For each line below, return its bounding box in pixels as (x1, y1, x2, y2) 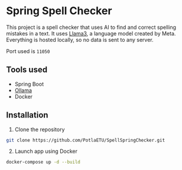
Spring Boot (14, 80, 44, 87)
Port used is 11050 (6, 47, 50, 54)
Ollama (14, 87, 32, 94)
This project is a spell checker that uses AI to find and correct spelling (6, 24, 176, 31)
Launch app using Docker (14, 148, 78, 155)
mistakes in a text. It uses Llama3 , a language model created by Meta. (6, 30, 176, 37)
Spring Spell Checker (6, 4, 112, 18)
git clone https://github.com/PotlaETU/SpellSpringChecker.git (6, 137, 165, 143)
